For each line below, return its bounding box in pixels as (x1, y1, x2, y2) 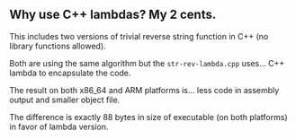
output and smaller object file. (9, 94, 121, 105)
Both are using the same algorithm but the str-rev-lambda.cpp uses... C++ (9, 57, 285, 68)
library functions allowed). (9, 40, 106, 51)
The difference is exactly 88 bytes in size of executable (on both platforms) (9, 111, 288, 122)
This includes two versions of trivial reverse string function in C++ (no (9, 30, 269, 41)
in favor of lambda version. (9, 121, 109, 132)
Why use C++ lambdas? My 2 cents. (9, 7, 217, 22)
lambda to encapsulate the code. (9, 67, 131, 78)
